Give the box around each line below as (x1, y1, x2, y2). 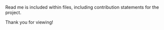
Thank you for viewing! (5, 19, 53, 25)
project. (5, 9, 22, 15)
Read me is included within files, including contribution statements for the (5, 4, 159, 10)
